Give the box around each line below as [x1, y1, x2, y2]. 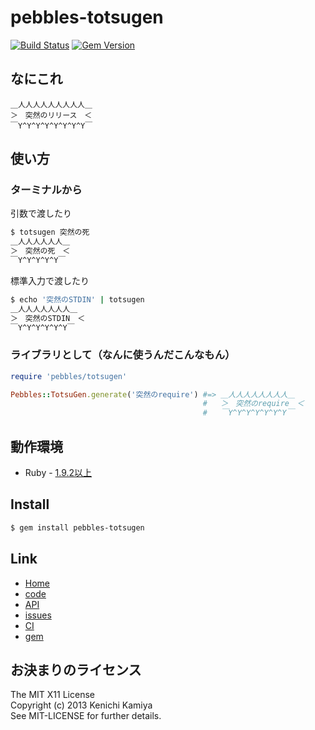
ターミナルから [10, 183, 83, 197]
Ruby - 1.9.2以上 [24, 467, 93, 479]
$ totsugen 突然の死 [10, 227, 90, 238]
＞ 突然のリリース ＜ [10, 110, 93, 120]
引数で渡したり [10, 207, 72, 220]
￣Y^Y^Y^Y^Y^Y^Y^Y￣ [10, 121, 93, 131]
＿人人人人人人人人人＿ [10, 99, 93, 110]
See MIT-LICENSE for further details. [10, 710, 162, 722]
